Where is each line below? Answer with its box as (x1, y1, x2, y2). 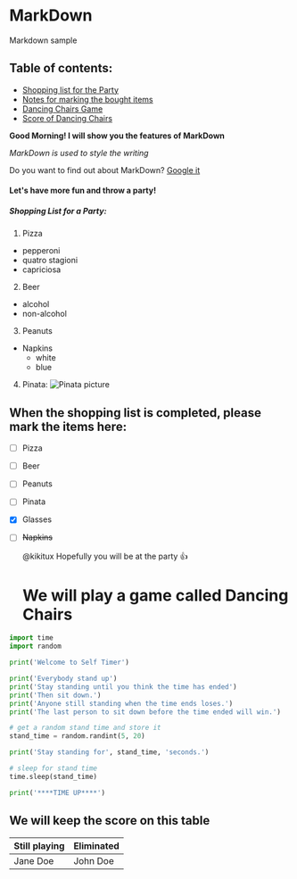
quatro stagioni (21, 255, 78, 266)
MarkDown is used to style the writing (9, 147, 149, 158)
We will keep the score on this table (9, 813, 210, 828)
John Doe (73, 854, 114, 867)
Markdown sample (9, 35, 78, 46)
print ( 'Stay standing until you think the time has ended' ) (9, 682, 238, 692)
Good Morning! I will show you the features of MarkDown (9, 130, 226, 141)
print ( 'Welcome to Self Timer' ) (9, 658, 129, 668)
